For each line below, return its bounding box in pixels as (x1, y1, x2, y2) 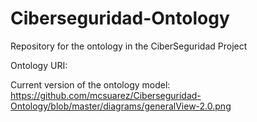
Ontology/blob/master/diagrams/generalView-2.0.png (10, 100, 232, 112)
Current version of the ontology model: (10, 78, 171, 91)
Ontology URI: (10, 59, 68, 71)
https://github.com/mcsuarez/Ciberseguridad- (10, 89, 202, 101)
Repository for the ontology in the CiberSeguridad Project (10, 40, 248, 52)
